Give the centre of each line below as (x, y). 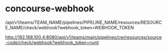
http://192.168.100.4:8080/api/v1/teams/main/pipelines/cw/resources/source (83, 37)
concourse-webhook (50, 9)
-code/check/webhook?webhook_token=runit (52, 42)
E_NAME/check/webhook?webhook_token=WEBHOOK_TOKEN (70, 27)
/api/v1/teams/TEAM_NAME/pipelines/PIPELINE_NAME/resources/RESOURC (83, 22)
